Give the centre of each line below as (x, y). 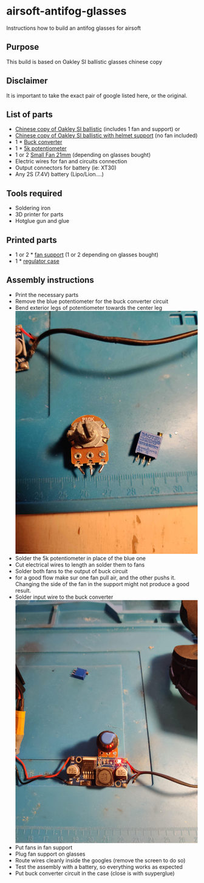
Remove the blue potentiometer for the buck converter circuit (92, 301)
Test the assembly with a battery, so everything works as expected (99, 867)
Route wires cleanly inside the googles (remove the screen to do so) (100, 861)
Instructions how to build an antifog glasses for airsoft (74, 28)
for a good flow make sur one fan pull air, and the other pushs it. (95, 578)
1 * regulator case (37, 261)
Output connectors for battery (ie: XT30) (66, 168)
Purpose (23, 47)
